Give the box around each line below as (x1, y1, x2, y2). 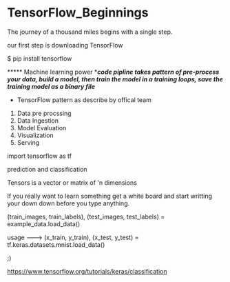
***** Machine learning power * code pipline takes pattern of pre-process (7, 68, 220, 76)
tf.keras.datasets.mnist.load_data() (7, 240, 105, 249)
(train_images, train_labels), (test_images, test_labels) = (7, 212, 165, 221)
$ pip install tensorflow (7, 54, 72, 63)
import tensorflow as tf (7, 152, 72, 160)
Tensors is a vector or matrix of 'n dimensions (7, 178, 138, 187)
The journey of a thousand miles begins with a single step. (7, 28, 173, 36)
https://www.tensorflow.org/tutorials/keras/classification (7, 267, 167, 275)
